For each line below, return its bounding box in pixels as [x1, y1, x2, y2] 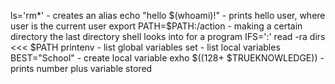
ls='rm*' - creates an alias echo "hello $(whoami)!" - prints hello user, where [10, 10, 326, 21]
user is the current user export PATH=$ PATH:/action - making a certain [10, 20, 303, 32]
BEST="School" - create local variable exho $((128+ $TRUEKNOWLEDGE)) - [10, 52, 325, 64]
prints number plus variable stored [10, 63, 153, 74]
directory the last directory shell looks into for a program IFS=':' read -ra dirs [10, 31, 326, 42]
